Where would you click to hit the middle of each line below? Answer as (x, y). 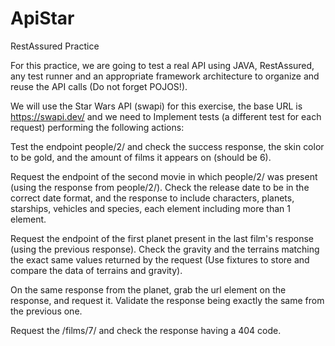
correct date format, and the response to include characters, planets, (152, 198)
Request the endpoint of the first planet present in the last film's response (162, 238)
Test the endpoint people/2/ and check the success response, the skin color (167, 146)
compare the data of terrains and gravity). (96, 270)
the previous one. (46, 311)
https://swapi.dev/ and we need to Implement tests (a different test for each (166, 116)
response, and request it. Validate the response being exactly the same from (167, 300)
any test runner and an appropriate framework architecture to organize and (165, 76)
